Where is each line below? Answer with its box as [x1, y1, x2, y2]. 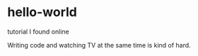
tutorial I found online [7, 27, 69, 36]
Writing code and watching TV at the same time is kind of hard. [7, 41, 191, 49]
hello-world [7, 4, 78, 20]
